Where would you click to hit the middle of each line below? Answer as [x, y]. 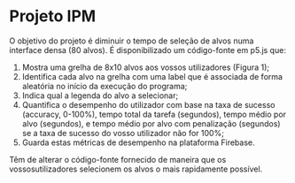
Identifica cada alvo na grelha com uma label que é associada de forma [152, 76]
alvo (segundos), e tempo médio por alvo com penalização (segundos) [151, 123]
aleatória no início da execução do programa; [105, 86]
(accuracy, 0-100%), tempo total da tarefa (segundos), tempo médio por [154, 114]
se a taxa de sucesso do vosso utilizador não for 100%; [123, 133]
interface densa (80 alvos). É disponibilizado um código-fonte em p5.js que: [147, 50]
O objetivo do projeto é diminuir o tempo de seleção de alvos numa [132, 41]
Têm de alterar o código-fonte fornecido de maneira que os [118, 159]
